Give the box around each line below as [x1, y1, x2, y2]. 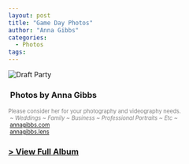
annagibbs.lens [9, 128, 50, 136]
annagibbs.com [9, 121, 50, 129]
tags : [8, 48, 26, 56]
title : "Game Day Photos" [8, 19, 93, 27]
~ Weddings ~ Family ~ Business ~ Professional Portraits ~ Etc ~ [9, 114, 179, 122]
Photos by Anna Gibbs [9, 89, 97, 100]
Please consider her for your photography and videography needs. [8, 107, 181, 115]
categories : [8, 33, 47, 42]
